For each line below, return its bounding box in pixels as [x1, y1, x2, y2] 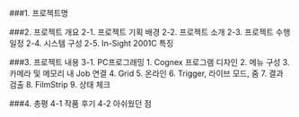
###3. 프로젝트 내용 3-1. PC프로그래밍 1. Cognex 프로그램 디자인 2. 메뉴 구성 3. [9, 57, 290, 67]
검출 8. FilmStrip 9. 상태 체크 [9, 79, 110, 89]
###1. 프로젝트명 [9, 8, 69, 18]
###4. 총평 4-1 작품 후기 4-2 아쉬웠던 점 [9, 98, 153, 109]
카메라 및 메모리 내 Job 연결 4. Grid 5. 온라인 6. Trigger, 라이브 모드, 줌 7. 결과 [9, 68, 285, 79]
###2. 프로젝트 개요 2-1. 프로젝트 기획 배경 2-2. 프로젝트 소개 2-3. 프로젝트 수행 [9, 27, 291, 38]
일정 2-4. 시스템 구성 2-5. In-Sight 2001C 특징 [9, 38, 174, 48]
